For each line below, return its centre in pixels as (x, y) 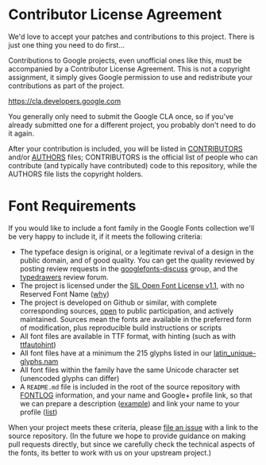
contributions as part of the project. (66, 86)
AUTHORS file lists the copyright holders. (76, 174)
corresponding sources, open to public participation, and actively (127, 310)
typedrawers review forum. (64, 277)
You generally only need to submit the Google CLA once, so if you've (121, 116)
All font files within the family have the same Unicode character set (129, 370)
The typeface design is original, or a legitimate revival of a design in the (137, 252)
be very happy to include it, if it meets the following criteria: (105, 236)
